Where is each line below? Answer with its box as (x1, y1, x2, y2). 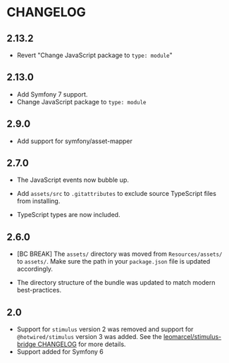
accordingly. (16, 265, 54, 273)
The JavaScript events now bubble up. (16, 176, 130, 184)
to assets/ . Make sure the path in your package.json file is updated (16, 257, 211, 266)
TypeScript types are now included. (16, 211, 120, 219)
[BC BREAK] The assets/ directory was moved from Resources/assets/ (16, 250, 223, 258)
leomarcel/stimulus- (163, 333, 222, 341)
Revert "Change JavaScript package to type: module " (16, 51, 173, 59)
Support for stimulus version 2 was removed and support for (16, 325, 194, 333)
